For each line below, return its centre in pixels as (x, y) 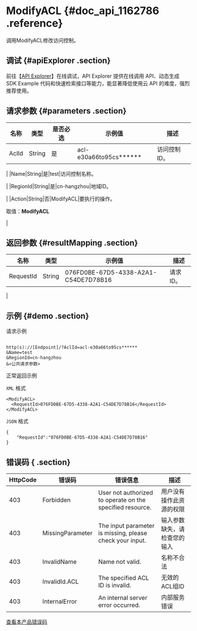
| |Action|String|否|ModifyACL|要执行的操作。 (61, 199)
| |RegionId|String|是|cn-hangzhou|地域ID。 (59, 186)
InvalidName (60, 562)
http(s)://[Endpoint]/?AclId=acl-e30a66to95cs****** (72, 348)
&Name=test (19, 353)
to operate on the (122, 500)
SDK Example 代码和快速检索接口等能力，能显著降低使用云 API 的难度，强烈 (98, 83)
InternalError (60, 601)
